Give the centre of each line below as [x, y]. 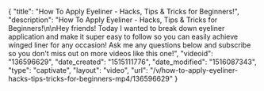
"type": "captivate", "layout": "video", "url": [78, 70]
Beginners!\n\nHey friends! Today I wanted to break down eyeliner [117, 28]
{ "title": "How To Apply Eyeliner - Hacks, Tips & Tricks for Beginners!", [124, 11]
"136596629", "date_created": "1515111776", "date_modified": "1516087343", [133, 62]
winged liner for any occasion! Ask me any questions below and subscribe [130, 45]
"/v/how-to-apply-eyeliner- [194, 70]
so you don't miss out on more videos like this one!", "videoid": [111, 53]
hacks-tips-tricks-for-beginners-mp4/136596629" [90, 79]
